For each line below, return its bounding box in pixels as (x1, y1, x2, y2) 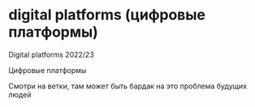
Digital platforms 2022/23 (8, 49, 95, 59)
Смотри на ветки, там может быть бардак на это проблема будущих (8, 81, 248, 91)
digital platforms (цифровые (8, 6, 205, 24)
